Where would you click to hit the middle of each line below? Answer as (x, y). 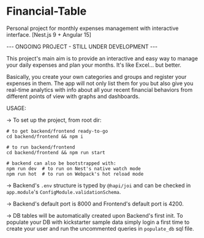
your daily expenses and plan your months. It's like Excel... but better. (94, 65)
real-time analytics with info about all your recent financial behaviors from (100, 89)
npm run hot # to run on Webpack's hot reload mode (75, 174)
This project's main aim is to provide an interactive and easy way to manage (102, 58)
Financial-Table (47, 11)
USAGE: (16, 108)
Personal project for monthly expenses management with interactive (93, 28)
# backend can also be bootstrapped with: (61, 163)
